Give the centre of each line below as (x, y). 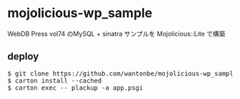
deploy (23, 57)
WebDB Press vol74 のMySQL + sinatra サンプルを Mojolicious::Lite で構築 (116, 33)
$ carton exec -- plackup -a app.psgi (75, 88)
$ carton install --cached (55, 80)
